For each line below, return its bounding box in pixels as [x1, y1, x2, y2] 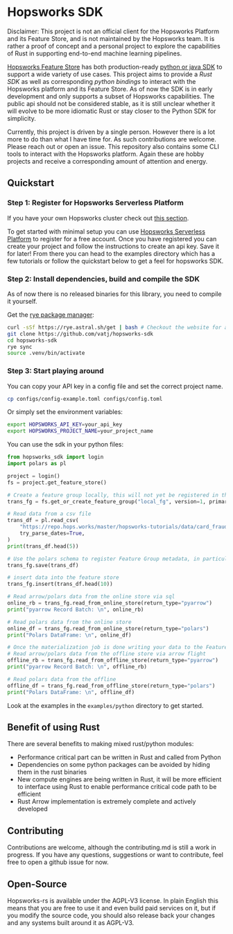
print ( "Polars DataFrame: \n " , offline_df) [7, 689, 135, 695]
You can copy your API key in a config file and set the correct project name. [7, 382, 223, 390]
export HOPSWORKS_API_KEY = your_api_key [7, 421, 123, 429]
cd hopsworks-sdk [7, 337, 58, 344]
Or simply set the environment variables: [7, 408, 123, 416]
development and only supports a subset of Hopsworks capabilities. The [7, 92, 215, 101]
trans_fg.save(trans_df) [7, 562, 79, 569]
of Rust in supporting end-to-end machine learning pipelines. [7, 49, 182, 58]
